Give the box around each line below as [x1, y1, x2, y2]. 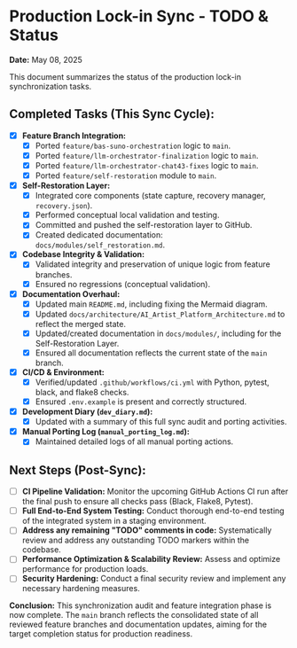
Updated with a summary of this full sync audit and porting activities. [35, 417, 287, 427]
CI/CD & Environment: [21, 366, 105, 378]
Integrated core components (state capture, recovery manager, [35, 191, 266, 201]
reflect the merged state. [35, 318, 127, 329]
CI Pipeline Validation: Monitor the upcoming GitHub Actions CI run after [21, 486, 289, 497]
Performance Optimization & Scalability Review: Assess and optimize [21, 554, 281, 565]
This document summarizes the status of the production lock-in [9, 71, 242, 82]
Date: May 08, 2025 [9, 54, 82, 65]
